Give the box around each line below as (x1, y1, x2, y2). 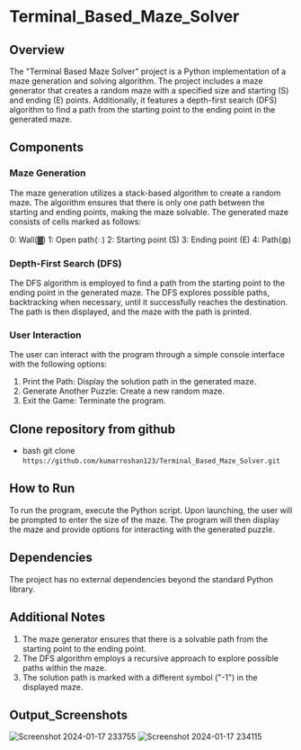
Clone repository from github (9, 421, 176, 437)
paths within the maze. (22, 662, 107, 673)
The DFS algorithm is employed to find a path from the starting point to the (9, 277, 286, 288)
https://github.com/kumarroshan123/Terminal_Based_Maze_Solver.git (22, 456, 280, 465)
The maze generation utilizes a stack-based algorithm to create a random (9, 187, 281, 198)
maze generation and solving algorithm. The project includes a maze (9, 76, 263, 86)
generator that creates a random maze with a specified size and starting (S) (9, 86, 289, 95)
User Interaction (9, 329, 82, 341)
